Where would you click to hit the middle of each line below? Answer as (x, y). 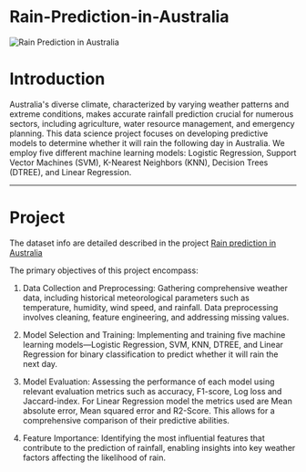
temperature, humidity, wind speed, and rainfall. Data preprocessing (150, 307)
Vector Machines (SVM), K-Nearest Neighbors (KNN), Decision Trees (139, 163)
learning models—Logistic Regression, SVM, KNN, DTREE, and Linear (153, 344)
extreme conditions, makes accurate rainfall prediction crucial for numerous (152, 114)
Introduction (57, 79)
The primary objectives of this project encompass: (104, 270)
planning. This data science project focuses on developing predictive (139, 133)
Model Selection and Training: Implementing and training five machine (154, 334)
